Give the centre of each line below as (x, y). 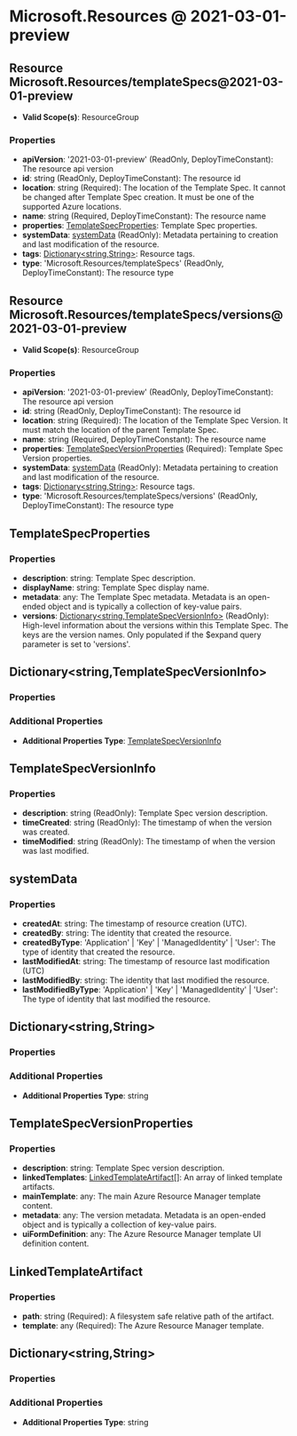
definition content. (55, 1244)
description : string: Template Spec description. (109, 578)
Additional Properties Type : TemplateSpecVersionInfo (121, 740)
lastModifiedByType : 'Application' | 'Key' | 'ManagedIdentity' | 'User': (150, 990)
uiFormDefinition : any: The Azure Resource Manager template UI (141, 1234)
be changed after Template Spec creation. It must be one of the (138, 197)
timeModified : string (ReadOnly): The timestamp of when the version (148, 842)
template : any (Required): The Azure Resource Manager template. (143, 1326)
